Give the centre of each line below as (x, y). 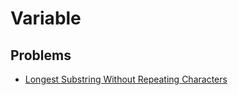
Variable (46, 18)
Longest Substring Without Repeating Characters (126, 79)
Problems (41, 55)
